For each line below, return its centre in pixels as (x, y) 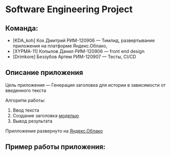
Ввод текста (26, 110)
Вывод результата (32, 121)
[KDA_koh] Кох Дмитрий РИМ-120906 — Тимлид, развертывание (84, 40)
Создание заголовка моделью (46, 115)
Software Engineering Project (69, 9)
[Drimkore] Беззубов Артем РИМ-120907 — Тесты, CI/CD (74, 57)
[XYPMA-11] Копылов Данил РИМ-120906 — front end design (78, 51)
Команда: (22, 28)
